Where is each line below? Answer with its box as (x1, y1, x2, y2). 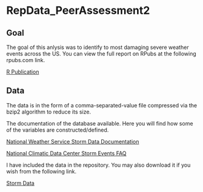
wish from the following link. (6, 167, 77, 175)
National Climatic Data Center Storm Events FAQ (6, 149, 127, 157)
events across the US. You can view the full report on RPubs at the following (6, 50, 197, 57)
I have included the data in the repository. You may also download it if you (6, 161, 191, 168)
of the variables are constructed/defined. (6, 126, 109, 133)
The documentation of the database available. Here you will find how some (6, 120, 193, 127)
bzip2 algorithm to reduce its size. (6, 108, 92, 115)
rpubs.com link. (6, 57, 45, 63)
